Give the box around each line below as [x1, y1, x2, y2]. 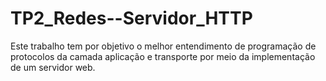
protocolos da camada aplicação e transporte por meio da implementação [10, 50, 316, 62]
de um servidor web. [10, 61, 96, 73]
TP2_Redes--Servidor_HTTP [10, 7, 253, 30]
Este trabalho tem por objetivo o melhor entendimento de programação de [10, 40, 317, 52]
